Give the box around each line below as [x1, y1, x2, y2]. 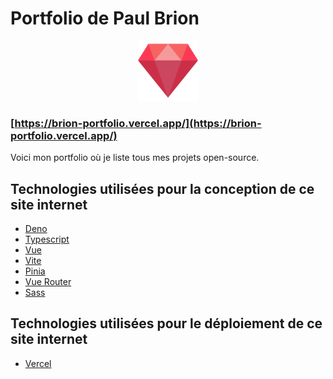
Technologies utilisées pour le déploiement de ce [10, 315, 323, 332]
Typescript [24, 233, 70, 246]
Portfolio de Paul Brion [10, 7, 200, 30]
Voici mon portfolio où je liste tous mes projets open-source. [10, 152, 260, 164]
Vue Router [24, 276, 72, 288]
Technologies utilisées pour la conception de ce [10, 180, 315, 197]
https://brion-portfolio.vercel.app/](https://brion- [14, 116, 262, 130]
